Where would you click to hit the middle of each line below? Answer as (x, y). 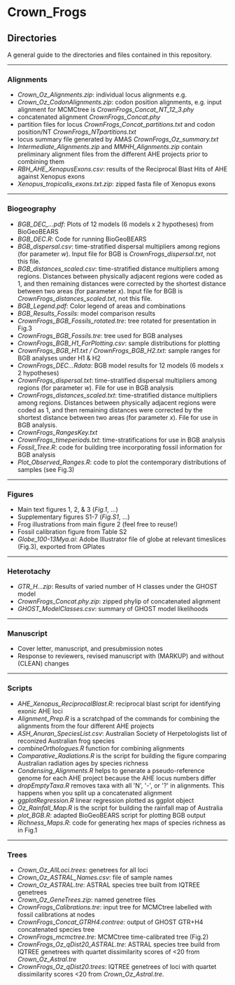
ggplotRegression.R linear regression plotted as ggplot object (106, 800)
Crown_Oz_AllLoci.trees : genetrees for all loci (83, 870)
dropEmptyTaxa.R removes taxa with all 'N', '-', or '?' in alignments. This (121, 785)
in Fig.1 (27, 830)
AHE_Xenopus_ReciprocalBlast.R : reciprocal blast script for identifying (119, 704)
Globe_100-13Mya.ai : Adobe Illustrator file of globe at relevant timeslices (121, 539)
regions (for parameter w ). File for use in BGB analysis (95, 387)
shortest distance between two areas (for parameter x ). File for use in (117, 417)
